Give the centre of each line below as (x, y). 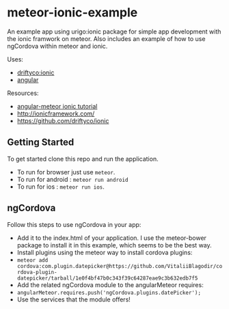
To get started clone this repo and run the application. (83, 159)
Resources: (23, 93)
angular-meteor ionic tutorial (57, 106)
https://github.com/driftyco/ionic (63, 120)
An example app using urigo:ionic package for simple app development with (114, 31)
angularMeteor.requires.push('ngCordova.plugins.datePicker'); (109, 293)
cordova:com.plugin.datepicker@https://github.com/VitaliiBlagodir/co (120, 266)
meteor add (32, 260)
